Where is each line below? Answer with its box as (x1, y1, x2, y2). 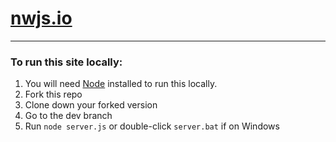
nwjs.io (10, 7, 73, 30)
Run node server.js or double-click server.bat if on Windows (24, 120, 280, 132)
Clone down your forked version (24, 99, 158, 111)
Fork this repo (24, 88, 83, 101)
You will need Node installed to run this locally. (24, 78, 218, 90)
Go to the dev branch (24, 110, 113, 122)
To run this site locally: (10, 55, 123, 69)
